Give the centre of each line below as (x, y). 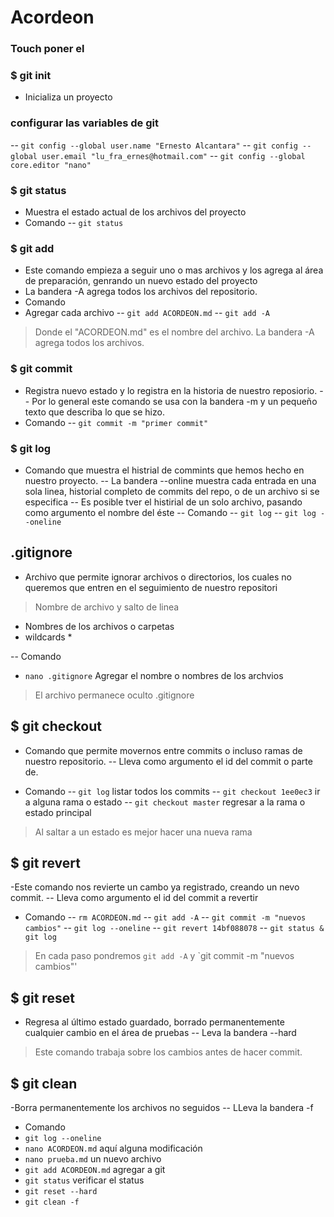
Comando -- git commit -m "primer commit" (116, 422)
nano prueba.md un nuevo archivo (93, 1158)
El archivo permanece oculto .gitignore (114, 695)
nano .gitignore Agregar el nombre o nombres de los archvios (154, 675)
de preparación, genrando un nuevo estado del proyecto (141, 281)
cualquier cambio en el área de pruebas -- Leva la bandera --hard (160, 1033)
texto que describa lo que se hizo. (94, 412)
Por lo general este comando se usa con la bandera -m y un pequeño (174, 401)
